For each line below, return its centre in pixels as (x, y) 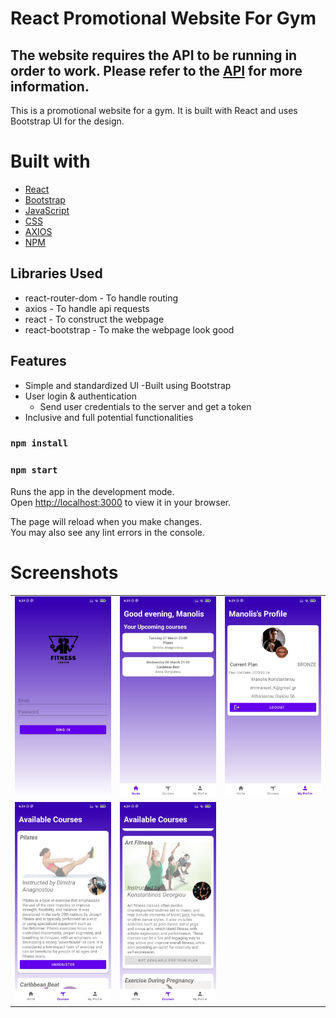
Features (38, 361)
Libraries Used (56, 273)
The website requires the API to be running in (154, 55)
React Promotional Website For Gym (163, 18)
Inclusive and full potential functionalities (109, 417)
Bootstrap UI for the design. (67, 121)
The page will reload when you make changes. (106, 521)
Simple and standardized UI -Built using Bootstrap (128, 385)
